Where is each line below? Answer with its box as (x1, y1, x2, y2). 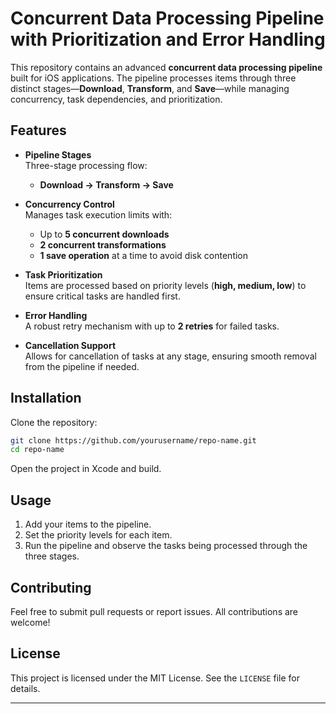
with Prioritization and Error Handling (10, 28, 326, 51)
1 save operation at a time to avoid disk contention (39, 249, 249, 261)
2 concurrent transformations (39, 238, 167, 251)
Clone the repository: (10, 416, 98, 428)
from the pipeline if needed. (24, 360, 140, 372)
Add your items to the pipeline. (24, 518, 152, 531)
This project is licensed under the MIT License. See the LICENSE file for (10, 672, 300, 684)
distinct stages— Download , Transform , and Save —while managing (10, 82, 290, 94)
